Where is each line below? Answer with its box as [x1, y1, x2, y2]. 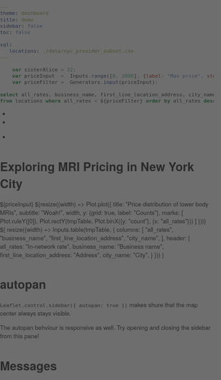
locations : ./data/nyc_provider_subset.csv [9, 48, 135, 55]
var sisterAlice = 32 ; [11, 66, 76, 73]
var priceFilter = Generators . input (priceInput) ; [11, 78, 158, 86]
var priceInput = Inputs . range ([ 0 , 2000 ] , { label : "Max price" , [11, 73, 205, 80]
